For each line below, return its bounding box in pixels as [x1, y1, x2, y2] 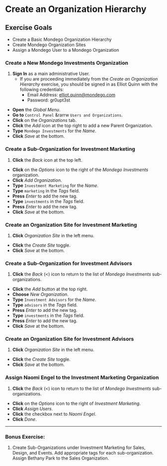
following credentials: [19, 87, 64, 93]
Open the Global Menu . [12, 107, 61, 113]
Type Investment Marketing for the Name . [12, 183, 98, 188]
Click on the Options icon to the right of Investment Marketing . [12, 400, 141, 406]
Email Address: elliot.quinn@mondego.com [27, 92, 116, 98]
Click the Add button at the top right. [12, 286, 88, 292]
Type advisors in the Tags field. [12, 302, 78, 308]
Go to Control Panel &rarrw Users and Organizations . [12, 112, 123, 118]
